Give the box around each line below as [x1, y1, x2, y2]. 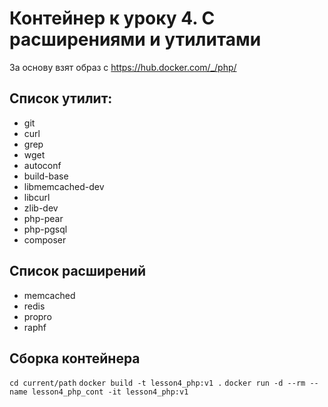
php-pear [23, 212, 64, 224]
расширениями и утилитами [9, 28, 262, 51]
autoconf [23, 159, 62, 171]
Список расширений [9, 263, 146, 280]
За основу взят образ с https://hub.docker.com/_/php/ [9, 61, 237, 73]
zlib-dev [23, 202, 59, 214]
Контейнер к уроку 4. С [9, 7, 216, 30]
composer [23, 233, 67, 246]
